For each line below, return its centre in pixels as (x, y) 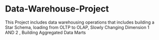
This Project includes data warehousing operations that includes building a (80, 22)
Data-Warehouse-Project (57, 9)
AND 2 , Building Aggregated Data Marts (45, 32)
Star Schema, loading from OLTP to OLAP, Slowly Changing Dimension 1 (77, 27)
